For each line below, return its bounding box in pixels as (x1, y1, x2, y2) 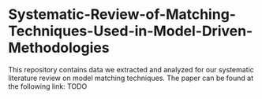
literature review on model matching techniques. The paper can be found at (8, 73, 254, 82)
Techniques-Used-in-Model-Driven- (8, 22, 253, 40)
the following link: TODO (8, 81, 88, 91)
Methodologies (8, 39, 110, 57)
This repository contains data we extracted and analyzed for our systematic (8, 64, 254, 74)
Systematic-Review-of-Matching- (8, 5, 237, 24)
